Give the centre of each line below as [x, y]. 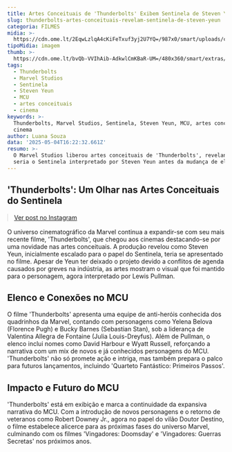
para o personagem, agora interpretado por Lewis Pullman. [91, 276]
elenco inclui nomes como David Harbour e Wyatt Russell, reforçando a [109, 344]
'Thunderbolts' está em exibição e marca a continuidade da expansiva [107, 405]
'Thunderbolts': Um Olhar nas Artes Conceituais [113, 190]
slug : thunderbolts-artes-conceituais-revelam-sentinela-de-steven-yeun [114, 20]
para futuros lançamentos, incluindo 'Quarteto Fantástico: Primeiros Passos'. [116, 366]
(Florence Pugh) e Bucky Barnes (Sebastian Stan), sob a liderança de [106, 329]
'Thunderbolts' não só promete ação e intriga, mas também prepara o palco [115, 358]
